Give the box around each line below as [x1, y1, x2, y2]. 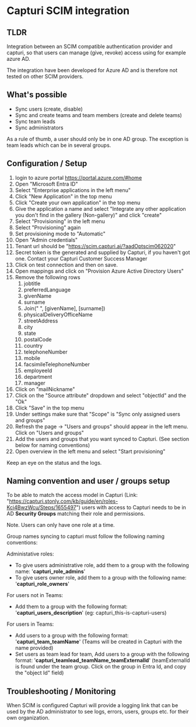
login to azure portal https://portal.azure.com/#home [15, 174, 142, 181]
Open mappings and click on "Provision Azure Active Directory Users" [15, 268, 184, 275]
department [23, 373, 52, 380]
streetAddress [23, 317, 58, 324]
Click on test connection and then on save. [15, 261, 118, 268]
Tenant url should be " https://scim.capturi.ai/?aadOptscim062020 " [15, 242, 176, 249]
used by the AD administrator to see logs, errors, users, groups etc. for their [6, 708, 189, 715]
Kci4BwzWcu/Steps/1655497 [6, 504, 76, 511]
